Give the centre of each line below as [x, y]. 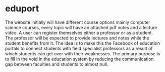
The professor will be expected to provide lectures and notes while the [77, 38]
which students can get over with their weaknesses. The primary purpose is [82, 54]
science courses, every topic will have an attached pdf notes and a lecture [81, 27]
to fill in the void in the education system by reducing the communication [79, 59]
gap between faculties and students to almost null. [56, 64]
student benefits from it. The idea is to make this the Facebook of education [82, 43]
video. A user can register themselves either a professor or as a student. [79, 33]
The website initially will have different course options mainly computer [78, 22]
